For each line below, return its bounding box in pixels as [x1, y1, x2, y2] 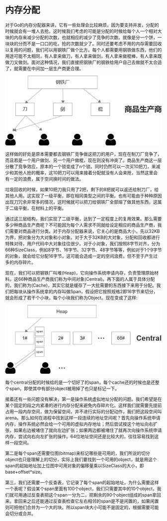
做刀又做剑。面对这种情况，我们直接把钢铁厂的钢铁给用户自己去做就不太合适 [5, 59, 162, 65]
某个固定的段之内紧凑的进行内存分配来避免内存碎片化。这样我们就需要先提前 [5, 402, 162, 408]
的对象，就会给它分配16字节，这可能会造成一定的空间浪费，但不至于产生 [5, 253, 154, 259]
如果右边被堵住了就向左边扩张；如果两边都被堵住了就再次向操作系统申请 [13, 427, 162, 433]
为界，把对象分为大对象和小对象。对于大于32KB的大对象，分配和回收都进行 [5, 234, 160, 240]
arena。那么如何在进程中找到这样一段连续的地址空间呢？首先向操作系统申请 [5, 415, 161, 420]
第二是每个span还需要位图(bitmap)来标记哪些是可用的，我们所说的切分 [5, 450, 150, 456]
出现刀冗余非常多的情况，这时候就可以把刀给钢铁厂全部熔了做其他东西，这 [5, 199, 158, 205]
